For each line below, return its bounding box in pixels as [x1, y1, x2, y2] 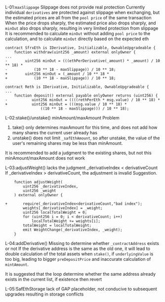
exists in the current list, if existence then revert [5, 276, 102, 282]
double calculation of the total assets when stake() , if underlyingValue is [5, 251, 154, 257]
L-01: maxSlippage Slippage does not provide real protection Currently [5, 4, 145, 10]
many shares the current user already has [12, 130, 98, 135]
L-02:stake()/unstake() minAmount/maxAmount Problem [5, 115, 120, 121]
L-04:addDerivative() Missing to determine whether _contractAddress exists [5, 241, 160, 246]
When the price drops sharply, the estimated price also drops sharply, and [5, 20, 157, 26]
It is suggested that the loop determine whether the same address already [5, 271, 156, 277]
